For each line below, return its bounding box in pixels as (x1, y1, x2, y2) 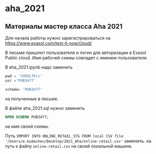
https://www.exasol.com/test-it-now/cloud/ (5, 40, 92, 46)
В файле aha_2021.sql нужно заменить (5, 105, 85, 111)
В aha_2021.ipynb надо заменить (5, 64, 73, 70)
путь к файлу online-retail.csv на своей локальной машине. (5, 143, 133, 149)
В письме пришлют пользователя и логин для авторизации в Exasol (5, 50, 146, 55)
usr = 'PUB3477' (5, 78, 36, 83)
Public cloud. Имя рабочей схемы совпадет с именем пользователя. (5, 55, 148, 61)
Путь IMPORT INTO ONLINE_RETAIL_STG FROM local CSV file (5, 133, 123, 138)
